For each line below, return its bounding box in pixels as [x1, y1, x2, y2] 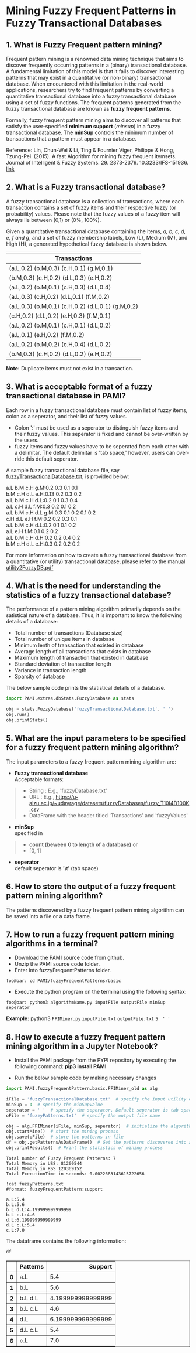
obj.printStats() [6, 717, 48, 723]
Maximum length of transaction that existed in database [14, 655, 149, 662]
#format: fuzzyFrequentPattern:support [6, 1186, 103, 1192]
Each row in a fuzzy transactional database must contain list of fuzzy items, [6, 406, 188, 414]
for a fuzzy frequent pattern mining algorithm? [6, 742, 179, 752]
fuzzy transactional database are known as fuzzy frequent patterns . [6, 105, 171, 112]
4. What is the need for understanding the [6, 581, 162, 591]
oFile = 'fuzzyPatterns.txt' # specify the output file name [6, 1112, 160, 1119]
